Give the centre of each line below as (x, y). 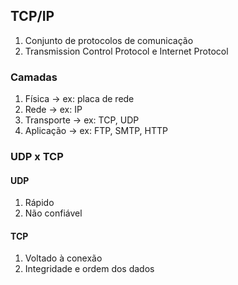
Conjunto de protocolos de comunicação (109, 40)
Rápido (39, 203)
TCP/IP (32, 16)
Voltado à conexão (63, 258)
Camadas (34, 77)
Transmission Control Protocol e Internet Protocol (126, 51)
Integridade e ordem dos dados (89, 269)
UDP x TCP (37, 157)
